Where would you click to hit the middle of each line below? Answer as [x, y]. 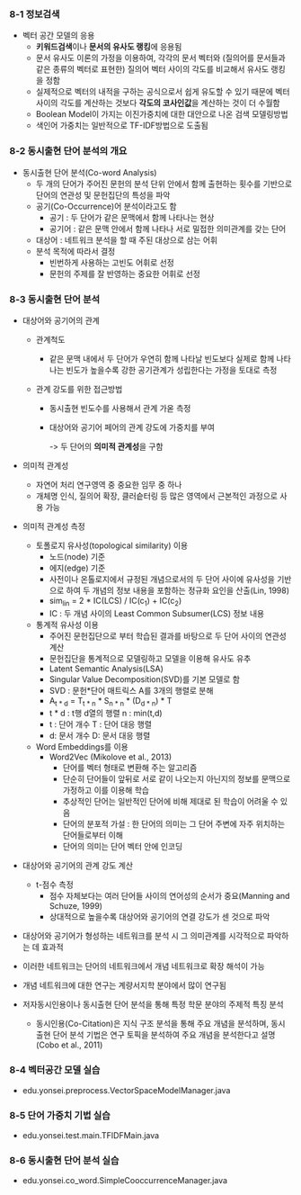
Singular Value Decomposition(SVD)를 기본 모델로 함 [145, 679]
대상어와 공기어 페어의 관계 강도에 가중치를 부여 [132, 427]
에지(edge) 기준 [77, 568]
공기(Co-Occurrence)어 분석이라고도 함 [106, 206]
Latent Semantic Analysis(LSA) [106, 669]
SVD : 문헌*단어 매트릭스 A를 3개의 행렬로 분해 [131, 690]
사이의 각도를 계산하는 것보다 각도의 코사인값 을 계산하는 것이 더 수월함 [158, 103]
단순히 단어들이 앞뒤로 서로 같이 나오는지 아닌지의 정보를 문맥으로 [177, 779]
